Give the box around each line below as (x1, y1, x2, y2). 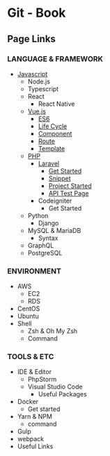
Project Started (48, 181, 92, 190)
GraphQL (27, 241, 54, 250)
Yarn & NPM (17, 413, 52, 421)
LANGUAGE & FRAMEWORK (7, 54, 103, 64)
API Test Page (48, 189, 89, 197)
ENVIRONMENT (7, 266, 61, 276)
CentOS (17, 304, 40, 313)
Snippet (48, 174, 71, 182)
